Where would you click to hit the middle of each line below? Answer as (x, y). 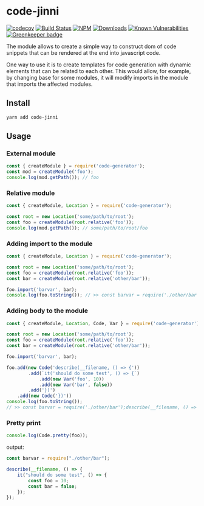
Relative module (31, 193)
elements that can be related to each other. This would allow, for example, (99, 71)
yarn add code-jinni (32, 117)
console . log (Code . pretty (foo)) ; (47, 436)
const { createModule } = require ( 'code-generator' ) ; (76, 166)
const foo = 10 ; (49, 480)
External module (31, 153)
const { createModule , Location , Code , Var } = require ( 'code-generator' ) (103, 323)
